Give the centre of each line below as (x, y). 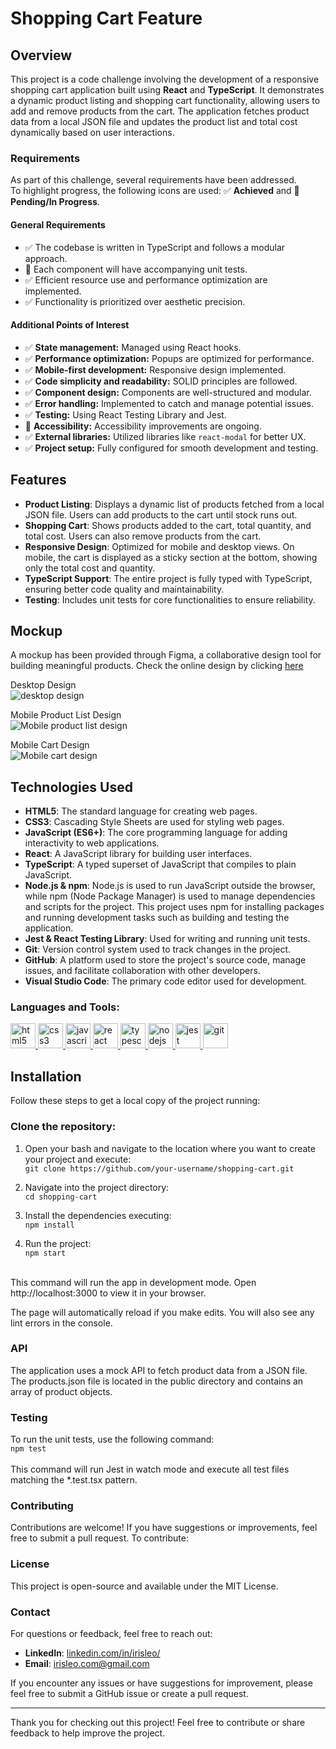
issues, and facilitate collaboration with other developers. (142, 971)
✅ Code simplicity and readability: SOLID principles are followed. (161, 381)
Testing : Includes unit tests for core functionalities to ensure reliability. (170, 599)
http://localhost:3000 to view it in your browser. (108, 1293)
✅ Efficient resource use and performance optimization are (146, 279)
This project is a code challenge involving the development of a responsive (165, 79)
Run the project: (58, 1243)
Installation (46, 1076)
